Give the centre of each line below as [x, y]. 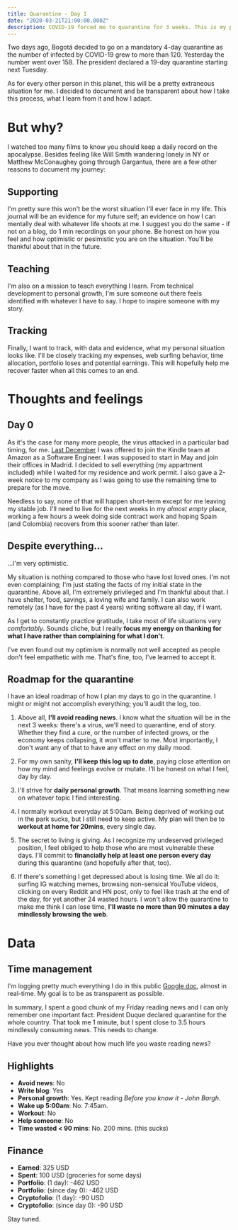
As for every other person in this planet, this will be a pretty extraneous [111, 84]
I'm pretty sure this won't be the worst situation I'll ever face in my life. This [117, 209]
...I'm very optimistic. [38, 563]
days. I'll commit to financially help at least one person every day [114, 856]
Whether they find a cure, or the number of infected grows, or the [113, 733]
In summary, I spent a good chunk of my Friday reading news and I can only [118, 1007]
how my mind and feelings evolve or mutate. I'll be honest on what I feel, [123, 769]
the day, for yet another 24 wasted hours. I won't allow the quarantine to [123, 899]
